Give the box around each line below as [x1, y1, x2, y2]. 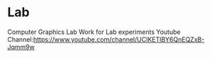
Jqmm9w [7, 42, 35, 51]
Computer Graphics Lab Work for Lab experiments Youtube [7, 28, 181, 36]
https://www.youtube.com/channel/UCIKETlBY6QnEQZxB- [33, 35, 205, 43]
